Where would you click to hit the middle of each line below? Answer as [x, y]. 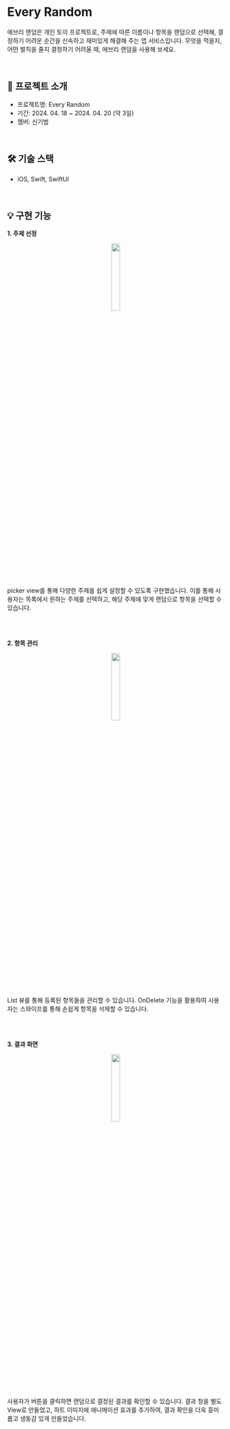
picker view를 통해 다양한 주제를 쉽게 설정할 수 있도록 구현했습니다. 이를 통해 [111, 591]
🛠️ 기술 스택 [30, 159]
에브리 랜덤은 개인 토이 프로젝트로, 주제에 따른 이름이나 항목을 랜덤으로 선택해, [112, 32]
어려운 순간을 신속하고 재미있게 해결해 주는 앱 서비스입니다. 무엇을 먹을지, [124, 40]
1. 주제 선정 [22, 234]
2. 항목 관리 [23, 643]
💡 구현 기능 [29, 216]
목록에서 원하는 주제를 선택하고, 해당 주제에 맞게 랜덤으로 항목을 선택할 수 [124, 599]
